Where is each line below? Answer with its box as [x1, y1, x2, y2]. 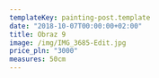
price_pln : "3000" [9, 47, 78, 56]
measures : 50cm [9, 55, 66, 64]
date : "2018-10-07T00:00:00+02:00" [9, 22, 143, 30]
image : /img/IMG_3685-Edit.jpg [9, 38, 127, 48]
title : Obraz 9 [9, 30, 66, 39]
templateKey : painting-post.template [9, 13, 151, 22]
